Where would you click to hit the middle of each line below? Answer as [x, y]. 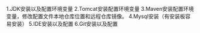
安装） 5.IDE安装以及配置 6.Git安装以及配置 [65, 24]
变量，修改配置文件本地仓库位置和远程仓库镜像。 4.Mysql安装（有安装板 [96, 16]
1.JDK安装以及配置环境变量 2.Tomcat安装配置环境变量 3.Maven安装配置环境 [100, 9]
